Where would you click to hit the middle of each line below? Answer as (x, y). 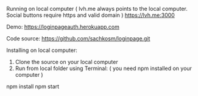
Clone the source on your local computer (66, 62)
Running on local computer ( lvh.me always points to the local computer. (97, 9)
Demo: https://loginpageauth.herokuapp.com (63, 27)
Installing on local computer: (42, 50)
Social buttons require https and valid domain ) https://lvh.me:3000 (90, 15)
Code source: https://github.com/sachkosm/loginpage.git (78, 38)
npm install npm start (33, 86)
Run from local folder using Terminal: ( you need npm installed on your (103, 68)
